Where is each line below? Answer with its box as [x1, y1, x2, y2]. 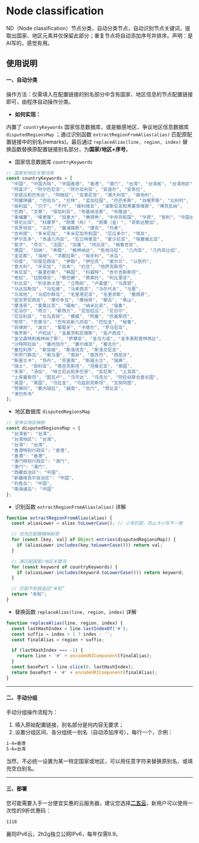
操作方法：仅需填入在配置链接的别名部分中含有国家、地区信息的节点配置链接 [6, 90, 193, 97]
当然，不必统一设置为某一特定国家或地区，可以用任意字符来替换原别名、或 [6, 757, 188, 765]
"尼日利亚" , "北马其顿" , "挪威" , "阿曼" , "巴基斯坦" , [11, 314, 133, 320]
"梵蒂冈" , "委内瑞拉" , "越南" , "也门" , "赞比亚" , [11, 385, 124, 391]
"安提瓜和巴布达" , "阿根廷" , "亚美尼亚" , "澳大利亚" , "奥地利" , [11, 192, 155, 198]
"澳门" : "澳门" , [11, 464, 49, 470]
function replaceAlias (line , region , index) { [6, 620, 123, 626]
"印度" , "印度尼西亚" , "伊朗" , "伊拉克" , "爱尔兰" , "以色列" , [11, 258, 152, 264]
